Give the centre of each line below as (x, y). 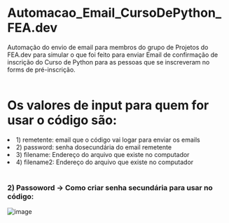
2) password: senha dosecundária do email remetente (94, 147)
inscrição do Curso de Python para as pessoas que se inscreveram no (109, 62)
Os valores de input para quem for (108, 106)
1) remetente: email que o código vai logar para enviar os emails (109, 140)
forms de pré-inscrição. (41, 69)
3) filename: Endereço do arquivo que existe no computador (103, 154)
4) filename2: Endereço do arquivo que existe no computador (105, 162)
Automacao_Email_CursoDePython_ (114, 13)
